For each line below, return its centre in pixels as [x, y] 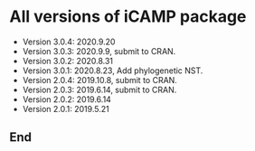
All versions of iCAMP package [128, 17]
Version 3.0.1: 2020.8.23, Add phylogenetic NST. [113, 71]
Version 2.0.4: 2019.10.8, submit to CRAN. [100, 80]
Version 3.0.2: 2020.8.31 [68, 61]
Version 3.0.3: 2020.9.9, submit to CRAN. [99, 51]
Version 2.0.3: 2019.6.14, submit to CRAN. [99, 90]
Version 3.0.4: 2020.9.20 [69, 42]
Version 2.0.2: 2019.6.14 [66, 99]
